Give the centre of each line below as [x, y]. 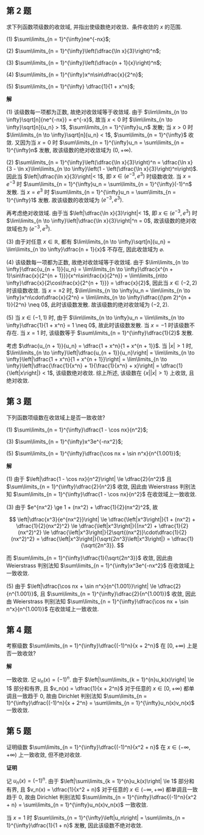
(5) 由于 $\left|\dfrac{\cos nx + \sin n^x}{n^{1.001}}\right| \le [82, 586]
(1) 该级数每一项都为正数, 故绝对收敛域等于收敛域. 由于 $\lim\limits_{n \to [97, 112]
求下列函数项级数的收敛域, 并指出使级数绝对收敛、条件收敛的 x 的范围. [94, 27]
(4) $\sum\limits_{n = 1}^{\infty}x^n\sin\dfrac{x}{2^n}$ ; [75, 74]
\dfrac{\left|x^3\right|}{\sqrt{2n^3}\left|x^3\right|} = [106, 538]
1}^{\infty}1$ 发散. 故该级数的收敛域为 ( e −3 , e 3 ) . [65, 199]
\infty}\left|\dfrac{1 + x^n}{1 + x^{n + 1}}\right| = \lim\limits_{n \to [87, 359]
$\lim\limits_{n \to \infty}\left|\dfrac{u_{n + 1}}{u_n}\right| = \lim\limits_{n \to [100, 352]
